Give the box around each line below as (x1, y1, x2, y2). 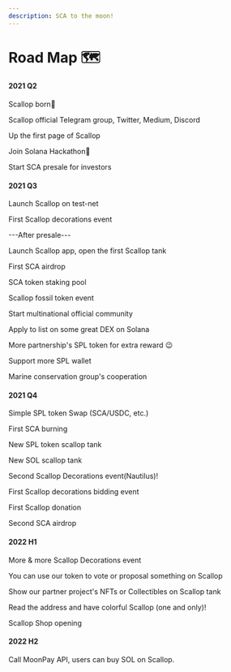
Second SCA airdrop (8, 519, 77, 528)
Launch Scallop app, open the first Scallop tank (8, 246, 167, 256)
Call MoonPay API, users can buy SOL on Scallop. (8, 654, 175, 664)
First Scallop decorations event (8, 214, 113, 224)
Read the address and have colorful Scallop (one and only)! (8, 602, 207, 612)
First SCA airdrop (8, 261, 66, 272)
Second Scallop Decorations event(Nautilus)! (8, 472, 159, 481)
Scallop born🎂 (8, 99, 56, 110)
